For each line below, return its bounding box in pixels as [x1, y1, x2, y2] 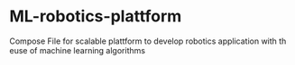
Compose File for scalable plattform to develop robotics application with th [9, 36, 287, 46]
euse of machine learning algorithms [9, 45, 146, 55]
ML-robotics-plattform [9, 6, 182, 27]
